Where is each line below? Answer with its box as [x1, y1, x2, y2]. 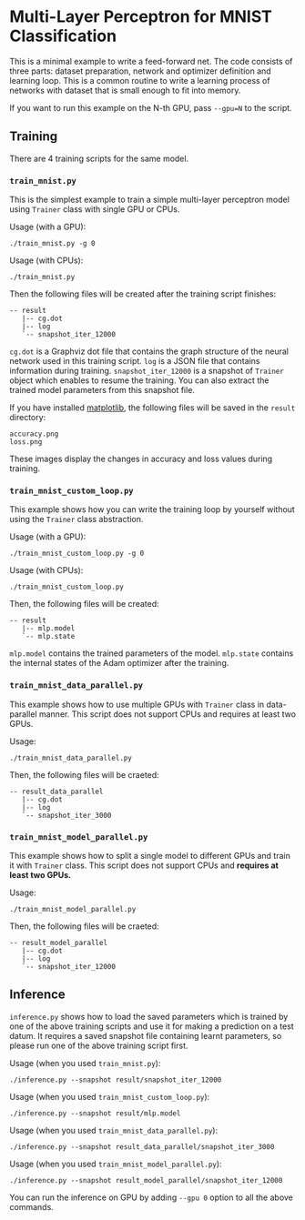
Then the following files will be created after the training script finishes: [9, 288, 277, 299]
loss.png [9, 438, 43, 447]
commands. [9, 1201, 55, 1212]
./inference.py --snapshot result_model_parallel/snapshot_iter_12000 [9, 1175, 283, 1185]
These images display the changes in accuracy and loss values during [9, 453, 273, 465]
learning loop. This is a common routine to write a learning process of [9, 75, 270, 86]
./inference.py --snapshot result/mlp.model [9, 1108, 181, 1118]
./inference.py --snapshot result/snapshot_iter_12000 [9, 1075, 222, 1084]
